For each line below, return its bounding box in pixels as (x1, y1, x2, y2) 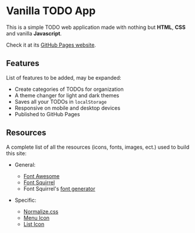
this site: (6, 149, 27, 157)
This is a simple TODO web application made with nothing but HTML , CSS (6, 24, 186, 31)
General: (14, 161, 36, 168)
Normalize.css (23, 208, 59, 215)
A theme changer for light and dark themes (14, 91, 120, 99)
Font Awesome (23, 172, 60, 179)
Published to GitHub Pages (14, 110, 81, 117)
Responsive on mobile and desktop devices (14, 104, 121, 111)
